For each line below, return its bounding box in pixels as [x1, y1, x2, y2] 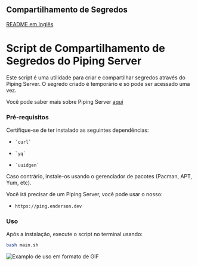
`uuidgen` [14, 162, 40, 169]
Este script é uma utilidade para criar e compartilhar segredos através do [6, 74, 186, 81]
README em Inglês [6, 20, 54, 27]
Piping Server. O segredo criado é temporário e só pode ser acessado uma [6, 80, 190, 87]
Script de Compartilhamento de [6, 42, 165, 55]
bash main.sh [6, 242, 39, 248]
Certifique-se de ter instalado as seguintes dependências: [6, 126, 149, 134]
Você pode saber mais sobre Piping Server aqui [6, 98, 123, 105]
